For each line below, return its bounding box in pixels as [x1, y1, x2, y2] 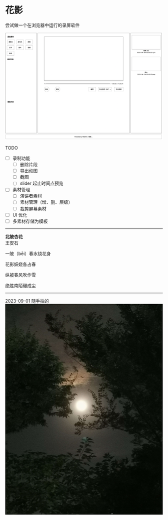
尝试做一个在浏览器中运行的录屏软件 [5, 22, 80, 28]
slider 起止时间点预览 [19, 180, 63, 186]
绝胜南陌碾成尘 [5, 282, 36, 289]
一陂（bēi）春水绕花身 [5, 250, 51, 256]
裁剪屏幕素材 [19, 205, 46, 211]
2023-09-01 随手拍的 [5, 298, 49, 304]
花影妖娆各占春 [5, 261, 36, 267]
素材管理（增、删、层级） [19, 199, 73, 205]
